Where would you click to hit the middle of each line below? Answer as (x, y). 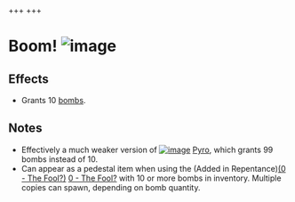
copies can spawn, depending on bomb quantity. (111, 187)
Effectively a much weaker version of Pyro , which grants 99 (147, 149)
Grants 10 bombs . (53, 100)
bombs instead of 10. (60, 159)
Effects (29, 79)
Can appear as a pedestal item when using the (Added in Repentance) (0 (153, 168)
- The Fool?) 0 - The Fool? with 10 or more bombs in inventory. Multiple (151, 178)
